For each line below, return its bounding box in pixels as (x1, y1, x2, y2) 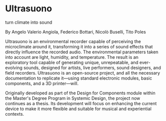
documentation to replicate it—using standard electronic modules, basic (5, 75, 152, 81)
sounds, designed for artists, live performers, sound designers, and (23, 65, 161, 71)
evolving (5, 65, 23, 71)
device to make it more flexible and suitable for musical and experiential (5, 106, 152, 112)
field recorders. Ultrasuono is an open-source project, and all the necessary (5, 70, 160, 76)
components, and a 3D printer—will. (5, 80, 79, 86)
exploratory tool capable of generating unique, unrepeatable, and (5, 59, 139, 65)
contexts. (5, 111, 24, 117)
